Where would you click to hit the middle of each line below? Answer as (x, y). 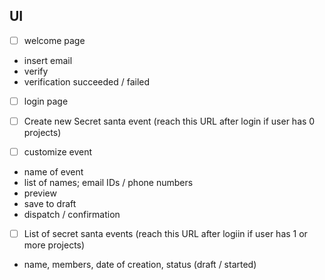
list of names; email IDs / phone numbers (108, 183)
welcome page (54, 40)
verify (36, 71)
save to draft (50, 204)
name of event (53, 172)
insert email (48, 60)
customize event (58, 152)
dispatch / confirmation (72, 215)
